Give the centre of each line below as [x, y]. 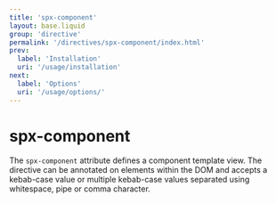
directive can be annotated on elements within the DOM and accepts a [138, 170]
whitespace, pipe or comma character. [80, 189]
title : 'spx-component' [53, 17]
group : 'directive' [45, 34]
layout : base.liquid [48, 26]
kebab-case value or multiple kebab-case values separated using [130, 180]
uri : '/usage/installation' [69, 68]
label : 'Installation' [59, 59]
